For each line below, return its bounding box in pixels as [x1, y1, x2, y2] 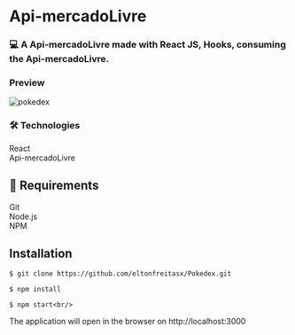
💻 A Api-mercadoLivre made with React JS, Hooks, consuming [9, 38, 286, 51]
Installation [9, 245, 73, 261]
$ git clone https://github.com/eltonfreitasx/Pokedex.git [9, 269, 232, 278]
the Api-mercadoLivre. [9, 53, 109, 66]
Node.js [9, 211, 38, 222]
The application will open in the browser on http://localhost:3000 [9, 316, 246, 327]
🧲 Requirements [9, 178, 99, 193]
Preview [9, 77, 45, 90]
